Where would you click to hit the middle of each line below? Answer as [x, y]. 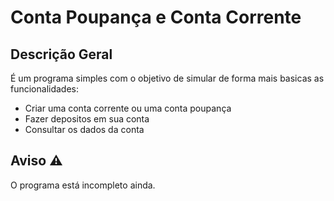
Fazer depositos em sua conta [87, 119]
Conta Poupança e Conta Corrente [156, 17]
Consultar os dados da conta [84, 129]
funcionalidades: [45, 89]
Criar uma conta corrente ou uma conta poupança [128, 108]
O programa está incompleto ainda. [83, 185]
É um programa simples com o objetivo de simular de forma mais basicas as [167, 78]
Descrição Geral [61, 54]
